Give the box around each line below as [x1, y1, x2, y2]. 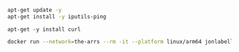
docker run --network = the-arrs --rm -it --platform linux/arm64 [7, 38, 202, 45]
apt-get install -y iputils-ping [7, 13, 107, 20]
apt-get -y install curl [7, 25, 81, 33]
